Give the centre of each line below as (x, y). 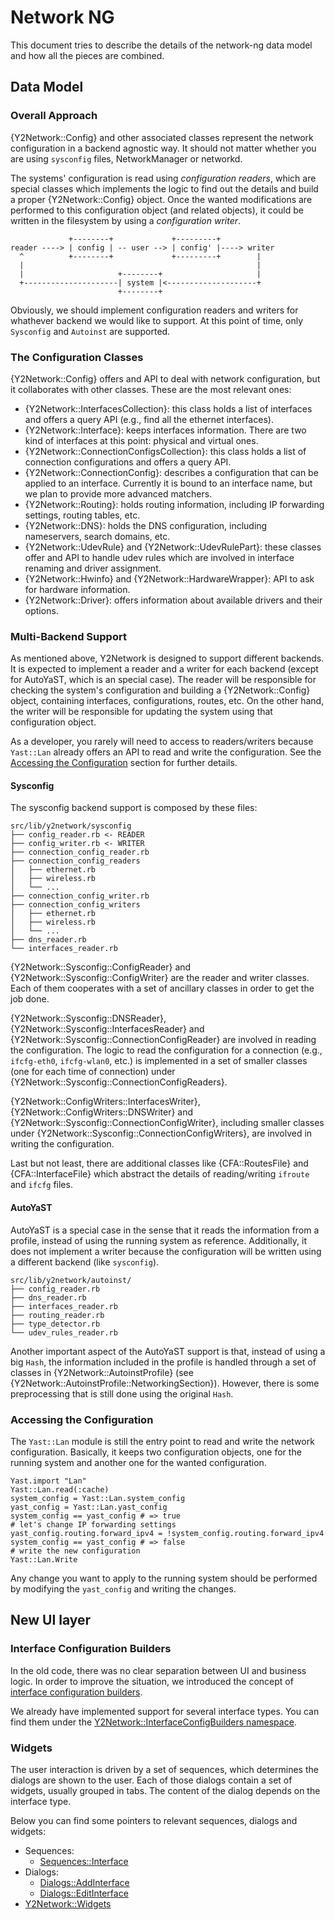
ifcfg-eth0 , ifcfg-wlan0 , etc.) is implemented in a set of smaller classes (159, 1061)
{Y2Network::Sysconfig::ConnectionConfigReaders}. (119, 1082)
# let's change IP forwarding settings (93, 1524)
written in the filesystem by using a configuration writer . (126, 220)
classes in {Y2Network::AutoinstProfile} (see (102, 1372)
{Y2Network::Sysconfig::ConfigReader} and (101, 967)
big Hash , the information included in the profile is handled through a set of (163, 1362)
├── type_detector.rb (55, 1324)
